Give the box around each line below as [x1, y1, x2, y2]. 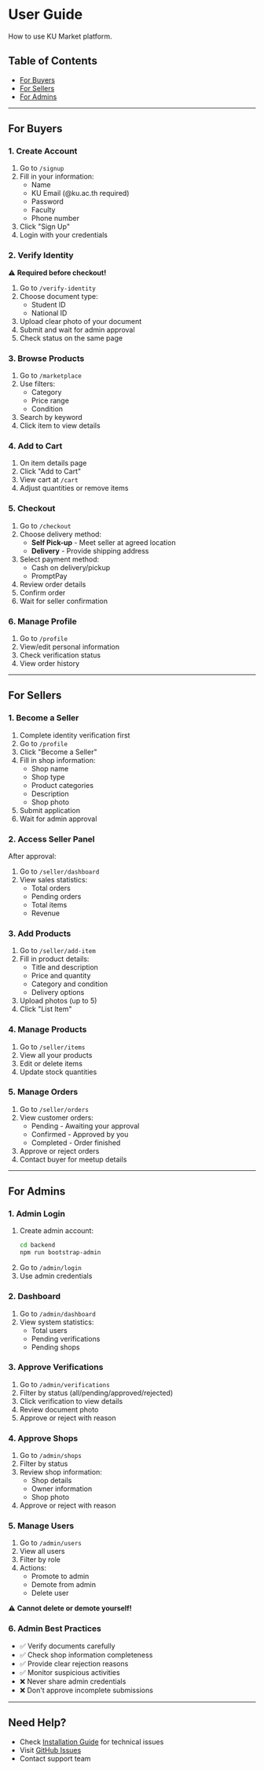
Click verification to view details [19, 1396, 123, 1405]
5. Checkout [8, 503, 56, 514]
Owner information [31, 1484, 93, 1493]
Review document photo [19, 1405, 99, 1414]
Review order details [19, 580, 86, 589]
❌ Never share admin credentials [19, 1677, 126, 1686]
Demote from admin [31, 1580, 97, 1589]
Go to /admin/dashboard [19, 1309, 96, 1318]
